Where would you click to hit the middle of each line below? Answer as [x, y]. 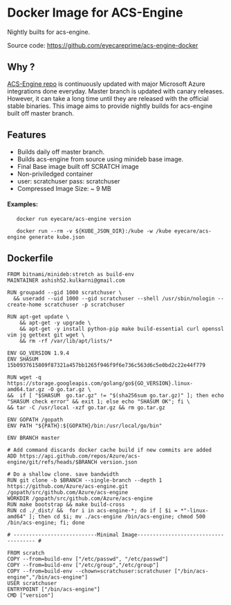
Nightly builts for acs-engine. [49, 32]
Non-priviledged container [55, 174]
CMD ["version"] [30, 595]
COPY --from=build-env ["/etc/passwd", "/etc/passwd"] [88, 559]
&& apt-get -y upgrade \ [55, 323]
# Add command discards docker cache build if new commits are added [110, 450]
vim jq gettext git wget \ [46, 335]
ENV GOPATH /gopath [35, 419]
